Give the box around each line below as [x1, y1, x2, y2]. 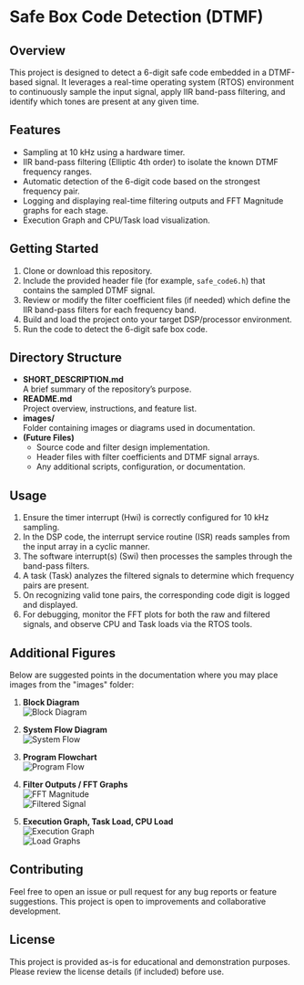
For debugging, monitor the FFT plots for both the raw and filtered [22, 609, 270, 620]
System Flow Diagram [22, 724, 107, 736]
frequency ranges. [22, 166, 93, 177]
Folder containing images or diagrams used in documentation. [22, 423, 256, 434]
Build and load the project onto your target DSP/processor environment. [22, 313, 293, 325]
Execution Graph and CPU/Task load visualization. [22, 215, 211, 225]
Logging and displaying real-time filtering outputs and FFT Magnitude [22, 194, 284, 206]
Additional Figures [9, 645, 117, 661]
